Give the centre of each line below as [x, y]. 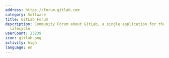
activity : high [21, 43]
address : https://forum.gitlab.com [43, 10]
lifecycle [20, 29]
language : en [19, 47]
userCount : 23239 [23, 33]
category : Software [26, 15]
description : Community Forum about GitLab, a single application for [81, 24]
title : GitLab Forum [27, 19]
